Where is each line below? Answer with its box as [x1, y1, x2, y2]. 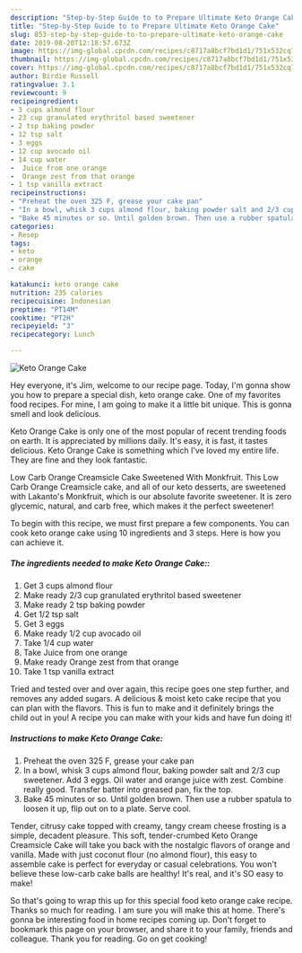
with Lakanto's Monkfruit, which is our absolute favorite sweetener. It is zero [10, 491, 292, 501]
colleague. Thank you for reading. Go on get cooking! [10, 933, 208, 944]
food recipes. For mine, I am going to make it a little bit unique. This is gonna [10, 399, 292, 410]
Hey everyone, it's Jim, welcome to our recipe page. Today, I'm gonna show [10, 380, 290, 391]
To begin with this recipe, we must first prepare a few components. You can [10, 518, 290, 528]
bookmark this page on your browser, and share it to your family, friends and [10, 923, 293, 934]
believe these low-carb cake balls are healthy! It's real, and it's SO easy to [10, 868, 284, 878]
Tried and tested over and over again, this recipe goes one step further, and [10, 684, 289, 694]
